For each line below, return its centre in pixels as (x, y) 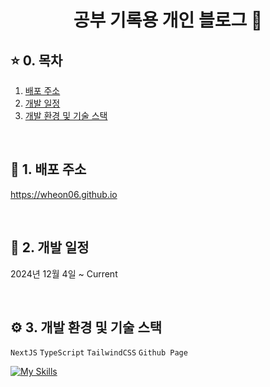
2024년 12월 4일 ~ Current (64, 273)
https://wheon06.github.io (64, 194)
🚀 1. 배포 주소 (48, 169)
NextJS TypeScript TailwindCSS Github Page (99, 353)
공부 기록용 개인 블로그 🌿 (168, 20)
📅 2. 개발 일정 (50, 247)
